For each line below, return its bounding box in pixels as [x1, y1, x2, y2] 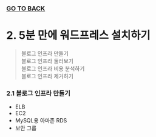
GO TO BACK [6, 4, 46, 13]
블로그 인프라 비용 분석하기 [21, 65, 85, 72]
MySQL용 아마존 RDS [15, 117, 67, 124]
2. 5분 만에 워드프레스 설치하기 [6, 28, 151, 42]
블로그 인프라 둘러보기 [21, 57, 74, 64]
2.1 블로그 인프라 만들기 [6, 89, 71, 98]
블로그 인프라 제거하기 [21, 72, 74, 79]
